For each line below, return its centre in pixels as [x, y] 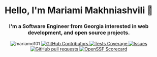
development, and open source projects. [79, 33]
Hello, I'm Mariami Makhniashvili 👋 [79, 10]
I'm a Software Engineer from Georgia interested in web [79, 26]
